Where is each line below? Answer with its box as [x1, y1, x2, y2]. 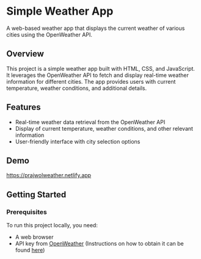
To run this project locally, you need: [6, 222, 98, 229]
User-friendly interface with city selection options [15, 137, 141, 145]
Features [6, 102, 41, 112]
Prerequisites [6, 208, 47, 216]
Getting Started [6, 189, 67, 200]
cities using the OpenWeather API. [6, 31, 93, 38]
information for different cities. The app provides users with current [6, 78, 176, 85]
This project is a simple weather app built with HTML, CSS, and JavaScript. [6, 65, 196, 72]
